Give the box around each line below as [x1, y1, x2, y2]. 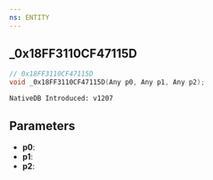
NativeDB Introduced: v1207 [9, 94, 114, 103]
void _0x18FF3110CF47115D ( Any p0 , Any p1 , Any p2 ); [9, 78, 205, 87]
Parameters [9, 118, 76, 134]
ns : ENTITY [9, 12, 50, 22]
